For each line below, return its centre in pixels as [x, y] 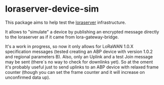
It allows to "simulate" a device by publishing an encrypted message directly [82, 32]
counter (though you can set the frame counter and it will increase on [75, 72]
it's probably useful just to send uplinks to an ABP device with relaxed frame [82, 67]
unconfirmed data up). [28, 77]
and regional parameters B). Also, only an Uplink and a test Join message [79, 56]
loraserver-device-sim [52, 9]
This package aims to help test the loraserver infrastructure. [66, 22]
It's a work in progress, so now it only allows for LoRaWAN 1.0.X [69, 46]
